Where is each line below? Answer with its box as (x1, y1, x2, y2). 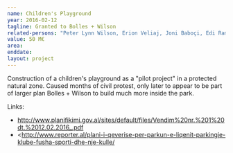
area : (7, 42, 23, 49)
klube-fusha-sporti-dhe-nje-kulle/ (17, 138, 115, 146)
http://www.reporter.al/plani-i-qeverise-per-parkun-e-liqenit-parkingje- (21, 130, 226, 138)
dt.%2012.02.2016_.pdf (17, 123, 84, 132)
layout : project (7, 55, 54, 62)
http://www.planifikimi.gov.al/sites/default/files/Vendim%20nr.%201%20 (17, 116, 225, 124)
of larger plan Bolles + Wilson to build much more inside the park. (7, 89, 194, 97)
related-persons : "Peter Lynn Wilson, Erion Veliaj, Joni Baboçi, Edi (7, 29, 216, 37)
